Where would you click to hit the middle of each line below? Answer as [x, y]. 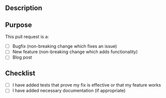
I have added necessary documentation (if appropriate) [69, 91]
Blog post [22, 57]
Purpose [19, 25]
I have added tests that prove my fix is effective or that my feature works [87, 85]
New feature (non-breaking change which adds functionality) [75, 52]
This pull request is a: [27, 37]
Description [24, 8]
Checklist [20, 73]
